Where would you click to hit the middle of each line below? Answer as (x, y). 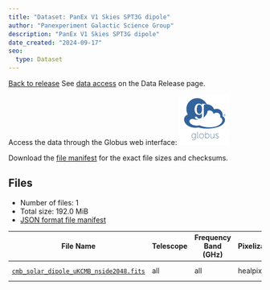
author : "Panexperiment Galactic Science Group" (91, 25)
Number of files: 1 (49, 202)
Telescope (170, 246)
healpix (250, 271)
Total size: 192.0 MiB (54, 211)
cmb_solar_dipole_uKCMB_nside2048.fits (78, 271)
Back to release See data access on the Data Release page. (107, 83)
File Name (79, 246)
